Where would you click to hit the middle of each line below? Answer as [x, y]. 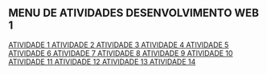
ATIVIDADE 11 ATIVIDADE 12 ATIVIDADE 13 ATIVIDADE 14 [102, 61]
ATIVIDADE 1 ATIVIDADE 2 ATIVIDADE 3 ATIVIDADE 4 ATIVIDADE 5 [119, 45]
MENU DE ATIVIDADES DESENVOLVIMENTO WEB [134, 13]
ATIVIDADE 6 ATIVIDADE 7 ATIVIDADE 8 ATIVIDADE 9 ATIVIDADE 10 [121, 53]
